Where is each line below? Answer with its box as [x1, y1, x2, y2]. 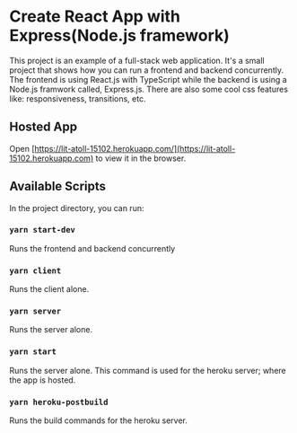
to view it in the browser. [95, 153, 187, 163]
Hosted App [9, 119, 78, 135]
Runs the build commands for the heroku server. [9, 415, 188, 426]
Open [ [9, 143, 35, 154]
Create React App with [9, 6, 181, 27]
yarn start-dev [9, 225, 76, 235]
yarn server [9, 306, 62, 316]
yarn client [9, 265, 62, 276]
